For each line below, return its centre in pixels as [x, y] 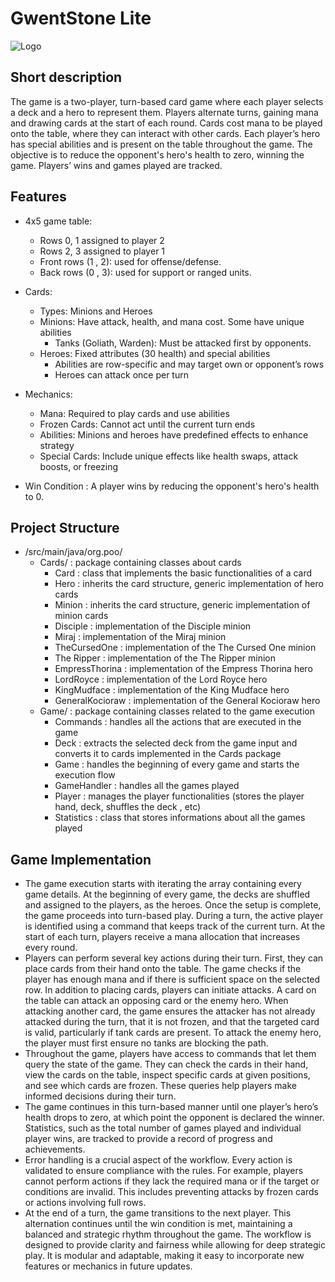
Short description [66, 77]
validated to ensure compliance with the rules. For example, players [164, 1171]
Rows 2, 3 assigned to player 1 [102, 251]
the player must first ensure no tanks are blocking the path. [146, 1043]
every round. [51, 948]
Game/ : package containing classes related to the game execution [177, 711]
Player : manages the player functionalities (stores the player [179, 796]
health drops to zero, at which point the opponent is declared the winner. [174, 1118]
